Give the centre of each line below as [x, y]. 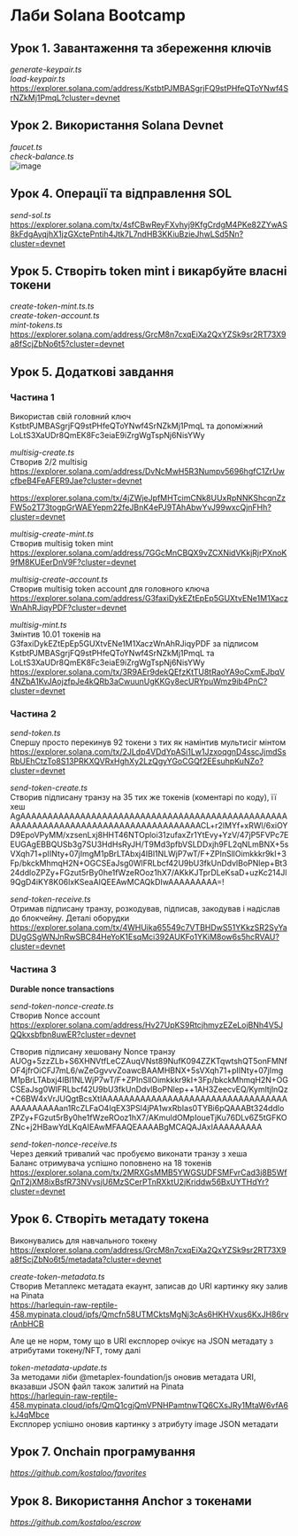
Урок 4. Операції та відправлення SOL [121, 194]
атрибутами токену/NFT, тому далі [75, 1350]
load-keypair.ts [38, 79]
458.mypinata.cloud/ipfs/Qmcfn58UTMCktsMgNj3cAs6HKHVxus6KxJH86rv [149, 1314]
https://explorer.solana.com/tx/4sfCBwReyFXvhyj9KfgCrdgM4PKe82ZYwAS [149, 224]
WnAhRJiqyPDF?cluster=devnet [69, 607]
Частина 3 [33, 969]
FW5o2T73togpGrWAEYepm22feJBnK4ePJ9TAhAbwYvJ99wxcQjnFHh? [141, 507]
